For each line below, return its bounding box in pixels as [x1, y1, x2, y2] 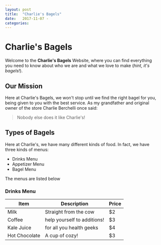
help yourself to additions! [45, 216, 104, 223]
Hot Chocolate [7, 232, 40, 239]
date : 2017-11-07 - [5, 16, 49, 21]
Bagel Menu [12, 166, 36, 172]
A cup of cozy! [45, 232, 79, 239]
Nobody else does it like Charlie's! [16, 114, 86, 120]
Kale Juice [7, 224, 32, 231]
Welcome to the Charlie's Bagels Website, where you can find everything [5, 58, 152, 64]
